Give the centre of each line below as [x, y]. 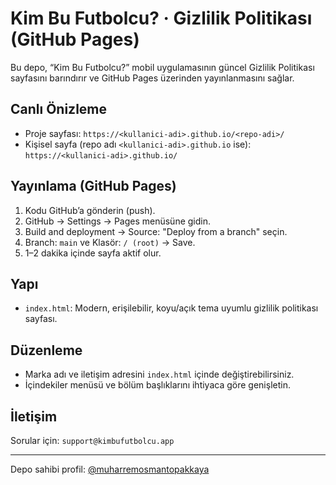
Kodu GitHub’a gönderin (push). [90, 210]
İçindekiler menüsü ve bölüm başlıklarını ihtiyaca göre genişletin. [157, 385]
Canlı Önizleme [59, 109]
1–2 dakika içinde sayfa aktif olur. [93, 253]
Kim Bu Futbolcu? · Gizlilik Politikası [161, 18]
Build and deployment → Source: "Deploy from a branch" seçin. [156, 231]
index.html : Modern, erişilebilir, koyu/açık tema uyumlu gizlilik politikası [171, 308]
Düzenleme [46, 350]
